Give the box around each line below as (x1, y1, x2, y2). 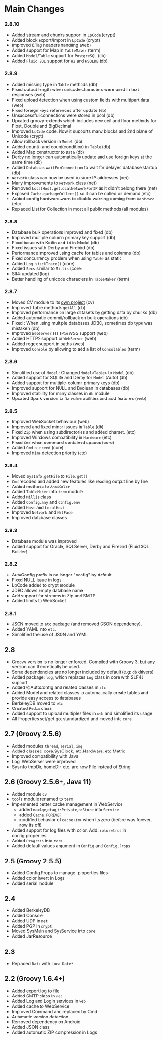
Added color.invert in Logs (11, 875, 65, 881)
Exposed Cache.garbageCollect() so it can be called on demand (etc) (11, 190, 151, 196)
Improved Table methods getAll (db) (11, 305, 86, 310)
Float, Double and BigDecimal (11, 123, 72, 129)
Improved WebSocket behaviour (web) (11, 419, 89, 424)
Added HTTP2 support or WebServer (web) (11, 336, 97, 342)
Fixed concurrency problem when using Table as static (11, 255, 122, 261)
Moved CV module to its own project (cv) (11, 299, 95, 305)
